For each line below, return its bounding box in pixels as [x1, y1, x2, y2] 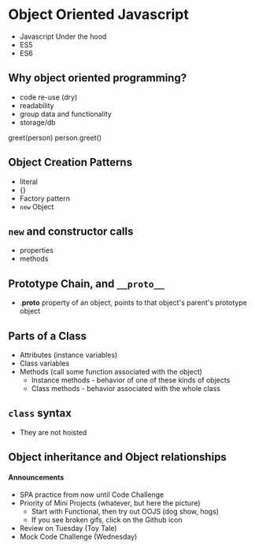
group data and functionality [19, 109, 112, 118]
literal [19, 176, 38, 186]
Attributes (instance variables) [19, 350, 118, 359]
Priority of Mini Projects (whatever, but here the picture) [19, 498, 201, 508]
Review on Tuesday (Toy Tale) [19, 524, 117, 533]
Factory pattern [19, 194, 71, 203]
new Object [19, 201, 54, 211]
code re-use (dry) [19, 92, 78, 102]
